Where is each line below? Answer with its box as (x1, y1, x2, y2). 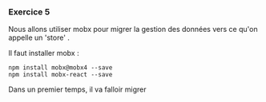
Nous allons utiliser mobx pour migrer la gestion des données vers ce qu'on (8, 25, 258, 34)
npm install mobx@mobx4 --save (8, 64, 113, 72)
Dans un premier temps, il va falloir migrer (8, 84, 147, 94)
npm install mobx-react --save (8, 71, 113, 79)
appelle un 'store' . (8, 33, 71, 42)
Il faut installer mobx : (8, 49, 79, 58)
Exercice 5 (8, 6, 50, 18)
